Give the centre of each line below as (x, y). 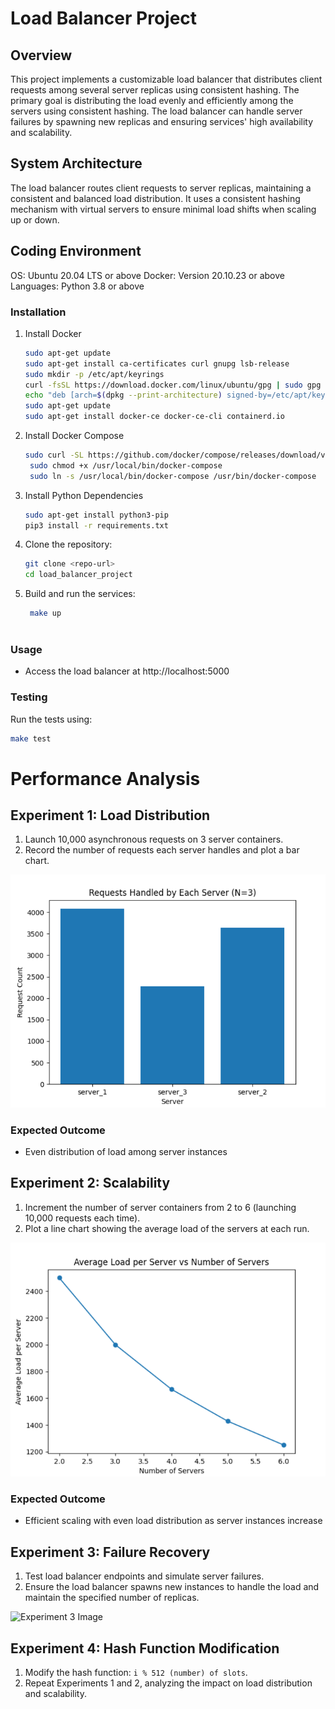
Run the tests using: (51, 719)
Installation (38, 312)
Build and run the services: (80, 594)
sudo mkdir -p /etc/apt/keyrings (94, 374)
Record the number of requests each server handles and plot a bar (162, 850)
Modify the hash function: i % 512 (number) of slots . (136, 1673)
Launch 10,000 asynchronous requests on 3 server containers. (154, 839)
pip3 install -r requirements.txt (96, 525)
